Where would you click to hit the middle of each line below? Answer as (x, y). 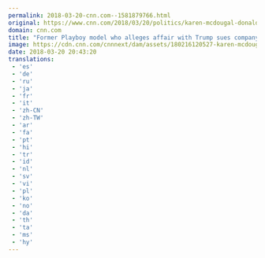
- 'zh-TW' (28, 118)
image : (19, 45)
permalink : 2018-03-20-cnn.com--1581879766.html (90, 15)
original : (24, 23)
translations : (32, 60)
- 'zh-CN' (28, 111)
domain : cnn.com (35, 30)
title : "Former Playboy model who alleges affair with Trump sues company (134, 37)
